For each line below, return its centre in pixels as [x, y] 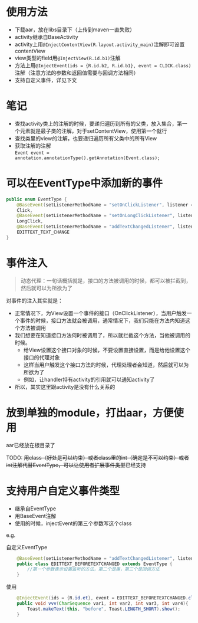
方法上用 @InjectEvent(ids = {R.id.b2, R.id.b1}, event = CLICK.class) [103, 65]
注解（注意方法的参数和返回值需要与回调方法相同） [77, 73]
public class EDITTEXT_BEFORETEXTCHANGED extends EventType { [95, 564]
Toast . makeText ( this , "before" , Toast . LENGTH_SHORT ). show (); [104, 609]
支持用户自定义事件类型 [63, 491]
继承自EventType [35, 509]
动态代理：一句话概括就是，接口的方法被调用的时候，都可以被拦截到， [106, 280]
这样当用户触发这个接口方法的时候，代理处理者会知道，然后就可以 [103, 365]
